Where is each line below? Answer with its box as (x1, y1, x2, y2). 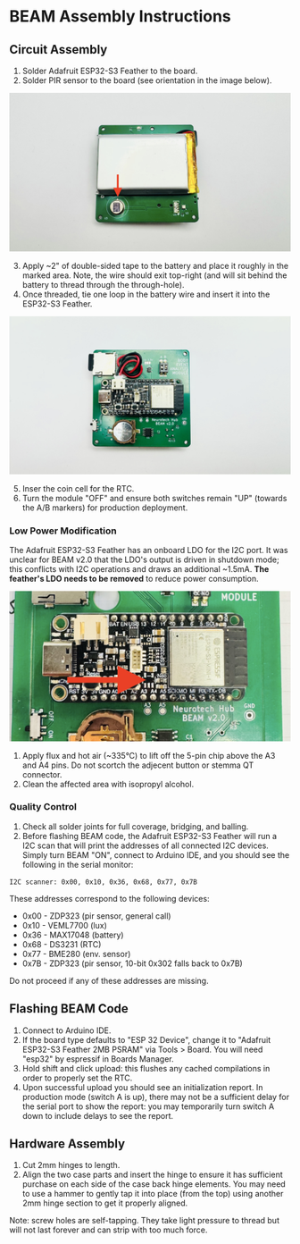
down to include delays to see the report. (21, 1110, 174, 1121)
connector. (21, 769, 62, 779)
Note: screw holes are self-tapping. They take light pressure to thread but (9, 1215, 279, 1226)
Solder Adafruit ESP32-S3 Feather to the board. (21, 65, 198, 76)
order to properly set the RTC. (21, 1072, 133, 1083)
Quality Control (9, 801, 78, 813)
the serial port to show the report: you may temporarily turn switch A (21, 1101, 275, 1112)
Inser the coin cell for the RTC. (21, 483, 135, 493)
